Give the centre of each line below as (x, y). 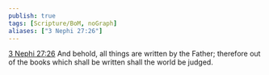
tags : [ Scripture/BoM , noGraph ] (63, 23)
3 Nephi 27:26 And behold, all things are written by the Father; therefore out (134, 54)
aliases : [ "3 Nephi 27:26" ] (56, 31)
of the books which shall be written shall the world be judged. (111, 62)
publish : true (32, 16)
